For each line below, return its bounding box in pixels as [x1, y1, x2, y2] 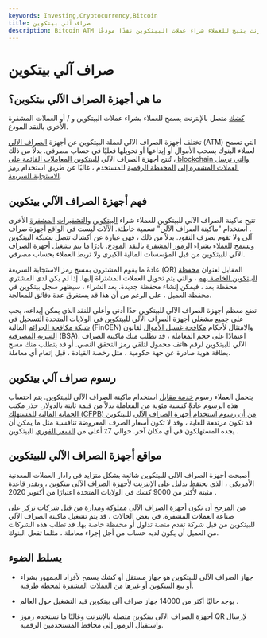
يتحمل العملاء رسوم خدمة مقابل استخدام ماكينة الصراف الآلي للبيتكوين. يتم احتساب [8, 392, 253, 401]
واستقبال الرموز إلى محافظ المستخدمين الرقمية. [19, 620, 164, 629]
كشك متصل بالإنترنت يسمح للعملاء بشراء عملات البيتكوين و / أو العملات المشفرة [8, 113, 245, 123]
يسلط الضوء [8, 551, 62, 565]
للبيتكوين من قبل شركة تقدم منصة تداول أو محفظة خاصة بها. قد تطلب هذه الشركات [8, 519, 256, 529]
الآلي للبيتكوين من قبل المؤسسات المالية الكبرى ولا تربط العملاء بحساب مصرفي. [8, 249, 246, 259]
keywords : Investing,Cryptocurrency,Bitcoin [8, 11, 158, 20]
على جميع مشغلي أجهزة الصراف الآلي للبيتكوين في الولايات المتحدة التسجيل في [8, 314, 244, 323]
